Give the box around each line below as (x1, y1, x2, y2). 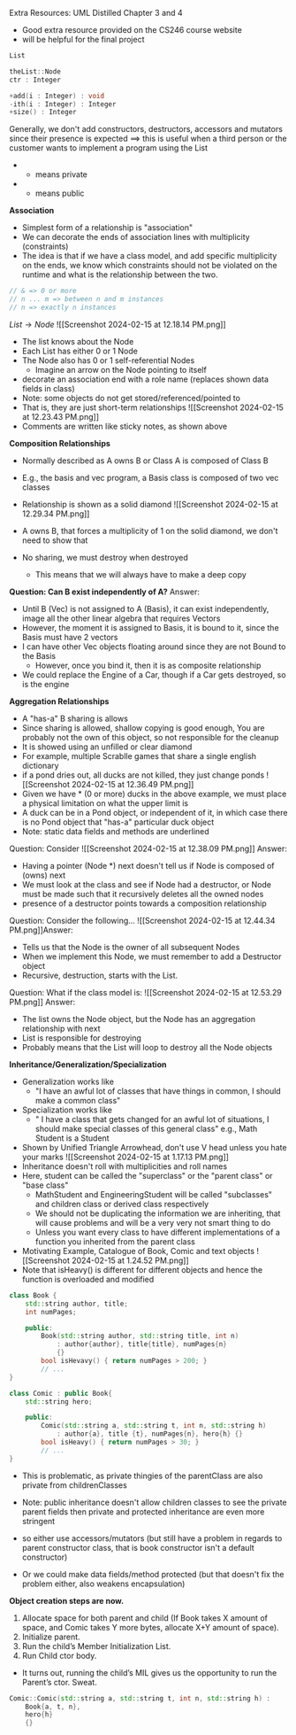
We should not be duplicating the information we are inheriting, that (34, 1208, 281, 1219)
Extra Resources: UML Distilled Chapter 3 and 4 (9, 8, 183, 18)
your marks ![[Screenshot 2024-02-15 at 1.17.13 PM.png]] (21, 1151, 230, 1162)
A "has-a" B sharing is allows (21, 713, 128, 724)
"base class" (21, 1180, 69, 1190)
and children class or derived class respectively (34, 1198, 209, 1209)
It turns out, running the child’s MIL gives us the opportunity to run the (21, 1667, 277, 1677)
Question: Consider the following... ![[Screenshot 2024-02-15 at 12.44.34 (9, 915, 276, 926)
